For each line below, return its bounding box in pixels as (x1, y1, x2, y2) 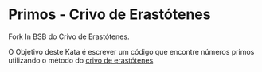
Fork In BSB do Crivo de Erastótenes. (8, 32, 130, 41)
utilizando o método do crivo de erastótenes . (8, 55, 155, 65)
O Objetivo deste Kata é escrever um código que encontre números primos (8, 47, 255, 56)
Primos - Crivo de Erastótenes (8, 6, 211, 24)
